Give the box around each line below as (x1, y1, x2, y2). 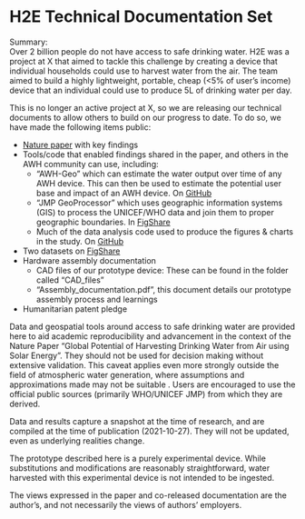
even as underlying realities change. (9, 434, 145, 446)
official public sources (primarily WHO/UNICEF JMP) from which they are (9, 388, 283, 399)
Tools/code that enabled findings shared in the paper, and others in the (22, 148, 289, 160)
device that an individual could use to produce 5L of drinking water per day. (9, 85, 292, 95)
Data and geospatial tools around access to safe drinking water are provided (9, 321, 296, 332)
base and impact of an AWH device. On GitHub (35, 187, 212, 198)
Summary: (9, 36, 48, 47)
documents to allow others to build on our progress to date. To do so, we (9, 112, 281, 123)
